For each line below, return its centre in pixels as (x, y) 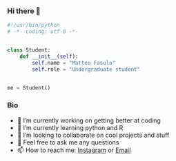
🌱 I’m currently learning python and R (70, 127)
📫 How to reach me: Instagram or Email (74, 150)
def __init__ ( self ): (49, 56)
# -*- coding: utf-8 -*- (43, 32)
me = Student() (29, 88)
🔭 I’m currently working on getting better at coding (89, 120)
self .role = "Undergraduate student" (86, 69)
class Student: (29, 50)
